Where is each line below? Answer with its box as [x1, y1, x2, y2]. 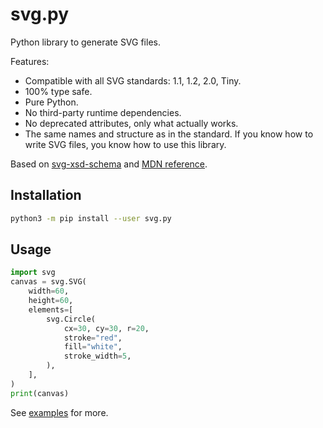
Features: [10, 55, 50, 67]
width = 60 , [28, 286, 70, 297]
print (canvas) [10, 388, 70, 398]
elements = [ [28, 304, 74, 315]
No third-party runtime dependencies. [24, 106, 182, 118]
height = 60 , [28, 296, 74, 306]
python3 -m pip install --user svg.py [10, 213, 172, 223]
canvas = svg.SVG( [10, 277, 87, 287]
